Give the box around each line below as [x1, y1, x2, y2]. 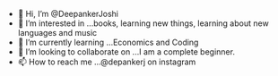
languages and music [17, 28, 98, 38]
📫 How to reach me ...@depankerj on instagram [17, 56, 196, 67]
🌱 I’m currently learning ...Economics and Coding [17, 37, 199, 47]
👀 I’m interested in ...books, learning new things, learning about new [17, 18, 269, 29]
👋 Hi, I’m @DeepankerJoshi [17, 9, 119, 19]
